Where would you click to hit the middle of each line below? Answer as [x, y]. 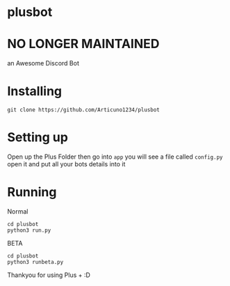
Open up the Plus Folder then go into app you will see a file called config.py [115, 157]
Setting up [38, 137]
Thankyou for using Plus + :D [49, 275]
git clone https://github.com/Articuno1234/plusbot [83, 110]
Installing [35, 92]
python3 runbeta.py [35, 262]
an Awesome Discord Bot [43, 63]
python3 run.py [29, 230]
